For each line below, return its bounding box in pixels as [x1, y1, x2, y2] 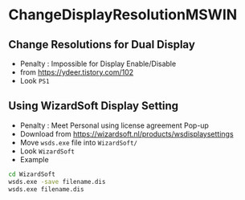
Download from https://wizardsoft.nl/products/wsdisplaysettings [19, 129, 235, 138]
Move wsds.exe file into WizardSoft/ [19, 137, 138, 147]
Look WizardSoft [19, 146, 75, 156]
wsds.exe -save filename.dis [8, 178, 106, 186]
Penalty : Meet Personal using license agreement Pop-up [19, 120, 209, 130]
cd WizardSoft [8, 170, 56, 178]
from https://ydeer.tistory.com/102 [19, 67, 134, 77]
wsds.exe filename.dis [8, 185, 84, 194]
